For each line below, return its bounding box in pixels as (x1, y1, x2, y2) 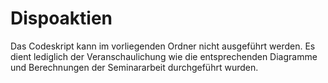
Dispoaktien (10, 7, 113, 30)
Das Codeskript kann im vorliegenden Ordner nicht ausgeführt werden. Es (10, 40, 316, 52)
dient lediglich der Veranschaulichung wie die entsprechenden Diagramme (10, 50, 318, 62)
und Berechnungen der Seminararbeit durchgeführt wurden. (10, 61, 259, 73)
